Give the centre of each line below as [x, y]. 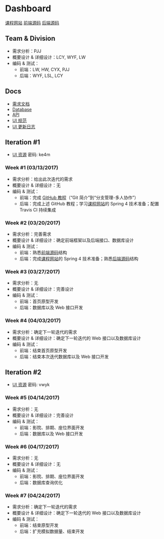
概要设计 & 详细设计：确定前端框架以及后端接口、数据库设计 [73, 240]
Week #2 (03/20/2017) [33, 223]
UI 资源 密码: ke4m [31, 155]
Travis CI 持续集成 [38, 210]
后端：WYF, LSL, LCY [41, 75]
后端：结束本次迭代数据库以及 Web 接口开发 [64, 356]
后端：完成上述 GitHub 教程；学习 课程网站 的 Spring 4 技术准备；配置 [89, 203]
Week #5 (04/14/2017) [32, 397]
